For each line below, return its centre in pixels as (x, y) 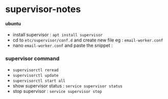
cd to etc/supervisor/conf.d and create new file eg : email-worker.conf (88, 40)
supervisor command (32, 59)
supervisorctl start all (39, 81)
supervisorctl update (35, 75)
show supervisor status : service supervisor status (68, 86)
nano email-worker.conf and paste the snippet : (63, 45)
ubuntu (13, 23)
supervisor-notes (43, 9)
